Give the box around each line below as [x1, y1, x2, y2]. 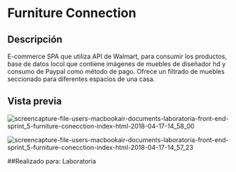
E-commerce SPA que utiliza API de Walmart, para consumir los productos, [7, 52, 227, 60]
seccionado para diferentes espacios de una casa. [7, 75, 155, 83]
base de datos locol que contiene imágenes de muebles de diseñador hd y [7, 60, 226, 68]
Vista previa [7, 95, 62, 107]
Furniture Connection [7, 5, 136, 21]
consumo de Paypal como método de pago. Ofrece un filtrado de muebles [7, 68, 225, 75]
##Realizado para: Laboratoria [7, 156, 97, 165]
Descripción [7, 33, 63, 45]
